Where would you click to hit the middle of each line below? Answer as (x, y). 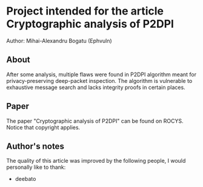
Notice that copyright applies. (43, 127)
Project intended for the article (85, 11)
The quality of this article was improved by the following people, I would (96, 161)
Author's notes (35, 146)
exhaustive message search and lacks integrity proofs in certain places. (96, 87)
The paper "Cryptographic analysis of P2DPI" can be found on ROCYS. (95, 121)
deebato (25, 179)
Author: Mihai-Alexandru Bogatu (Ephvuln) (59, 41)
